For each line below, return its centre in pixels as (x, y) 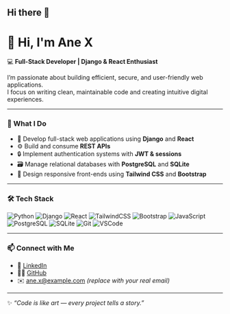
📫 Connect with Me (41, 248)
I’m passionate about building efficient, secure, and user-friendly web (105, 78)
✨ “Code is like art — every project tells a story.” (76, 303)
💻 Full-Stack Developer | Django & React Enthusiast (82, 62)
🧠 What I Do (27, 124)
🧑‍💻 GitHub (31, 273)
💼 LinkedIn (32, 266)
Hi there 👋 (28, 13)
